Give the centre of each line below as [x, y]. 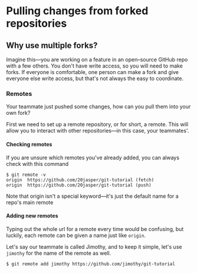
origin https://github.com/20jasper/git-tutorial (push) [79, 185]
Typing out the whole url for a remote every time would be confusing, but [95, 229]
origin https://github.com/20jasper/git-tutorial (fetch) [80, 180]
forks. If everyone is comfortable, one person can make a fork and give [92, 72]
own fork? [18, 113]
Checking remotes [29, 144]
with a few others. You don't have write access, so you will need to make [94, 66]
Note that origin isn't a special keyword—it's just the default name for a [92, 196]
